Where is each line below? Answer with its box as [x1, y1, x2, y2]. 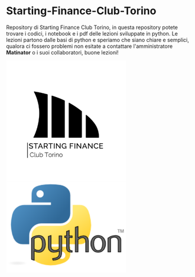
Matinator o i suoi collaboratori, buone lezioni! [6, 49, 119, 56]
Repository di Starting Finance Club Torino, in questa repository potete [6, 24, 178, 31]
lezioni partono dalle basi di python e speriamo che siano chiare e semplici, [6, 36, 189, 43]
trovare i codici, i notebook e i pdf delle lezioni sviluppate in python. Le [6, 30, 178, 37]
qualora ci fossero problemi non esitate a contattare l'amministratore [6, 43, 173, 50]
